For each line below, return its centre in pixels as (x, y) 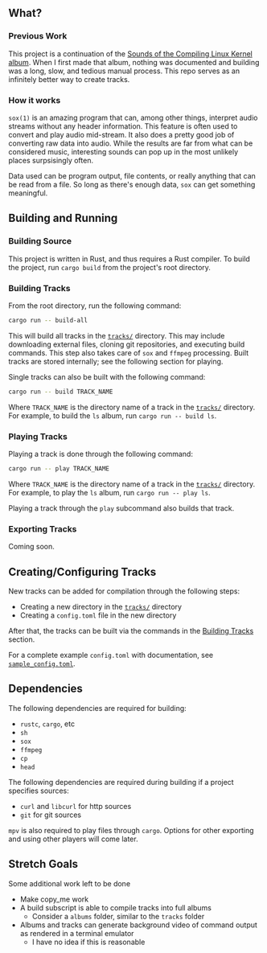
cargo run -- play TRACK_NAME (59, 469)
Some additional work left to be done (70, 883)
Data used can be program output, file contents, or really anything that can (132, 175)
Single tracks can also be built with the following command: (107, 376)
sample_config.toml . (42, 663)
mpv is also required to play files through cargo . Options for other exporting (131, 830)
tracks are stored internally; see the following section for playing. (116, 361)
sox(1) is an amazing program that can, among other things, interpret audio (133, 117)
